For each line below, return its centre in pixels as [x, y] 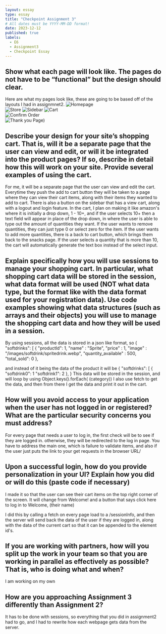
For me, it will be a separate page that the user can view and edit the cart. [81, 187]
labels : [13, 38]
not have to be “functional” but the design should [83, 79]
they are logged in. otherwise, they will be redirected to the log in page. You [83, 440]
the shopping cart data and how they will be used [83, 323]
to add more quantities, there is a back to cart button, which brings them [79, 235]
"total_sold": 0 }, [22, 359]
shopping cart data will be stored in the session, [81, 276]
